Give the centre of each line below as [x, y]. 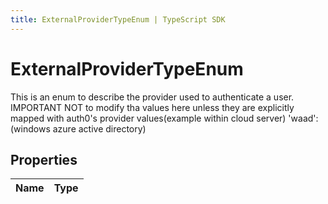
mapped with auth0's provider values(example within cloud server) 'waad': [164, 118]
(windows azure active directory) [78, 128]
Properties [44, 159]
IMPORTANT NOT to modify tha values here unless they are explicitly [152, 107]
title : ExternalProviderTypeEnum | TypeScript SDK [118, 19]
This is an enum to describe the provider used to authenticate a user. [152, 97]
